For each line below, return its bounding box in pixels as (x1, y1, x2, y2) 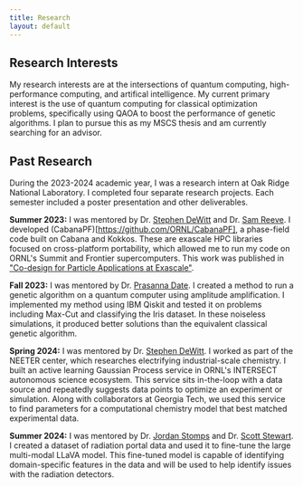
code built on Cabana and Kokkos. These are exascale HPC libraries (9, 234, 263, 244)
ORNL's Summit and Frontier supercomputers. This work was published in (9, 253, 285, 263)
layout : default (9, 22, 71, 31)
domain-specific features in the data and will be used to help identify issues (9, 459, 292, 471)
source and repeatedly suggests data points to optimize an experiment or (9, 384, 283, 395)
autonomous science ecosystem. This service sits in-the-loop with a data (9, 375, 283, 386)
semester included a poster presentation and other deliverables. (9, 196, 249, 208)
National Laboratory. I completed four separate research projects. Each (9, 187, 274, 198)
